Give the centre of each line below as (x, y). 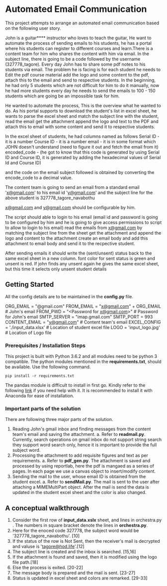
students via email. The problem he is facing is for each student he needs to (83, 69)
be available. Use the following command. (48, 367)
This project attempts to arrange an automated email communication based (82, 23)
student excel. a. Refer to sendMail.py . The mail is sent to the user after (86, 482)
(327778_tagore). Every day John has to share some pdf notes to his (75, 64)
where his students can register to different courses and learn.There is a (79, 48)
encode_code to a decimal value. (39, 177)
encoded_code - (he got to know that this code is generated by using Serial (83, 152)
